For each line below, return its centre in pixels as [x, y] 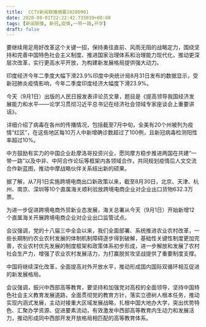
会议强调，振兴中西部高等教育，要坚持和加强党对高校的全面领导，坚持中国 [100, 287]
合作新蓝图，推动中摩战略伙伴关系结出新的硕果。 [68, 169]
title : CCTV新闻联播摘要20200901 [48, 12]
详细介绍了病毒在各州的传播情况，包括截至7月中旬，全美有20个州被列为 [97, 125]
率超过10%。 [23, 140]
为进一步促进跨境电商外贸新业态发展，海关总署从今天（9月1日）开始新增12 [101, 210]
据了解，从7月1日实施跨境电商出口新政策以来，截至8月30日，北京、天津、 [100, 182]
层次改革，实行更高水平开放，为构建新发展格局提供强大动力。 [84, 63]
